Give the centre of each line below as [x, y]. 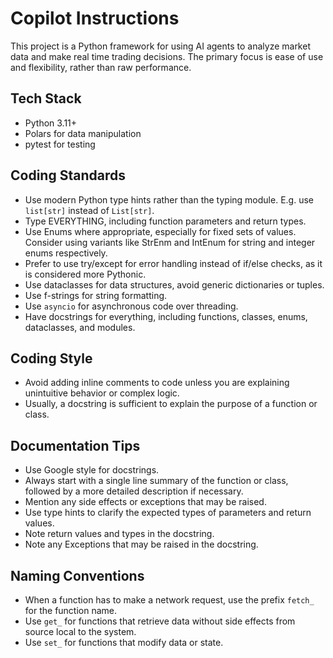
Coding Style [51, 358]
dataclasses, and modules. [80, 327]
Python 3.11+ [51, 123]
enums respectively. [66, 253]
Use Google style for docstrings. [92, 470]
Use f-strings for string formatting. [96, 295]
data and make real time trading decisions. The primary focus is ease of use [167, 56]
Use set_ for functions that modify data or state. [124, 642]
